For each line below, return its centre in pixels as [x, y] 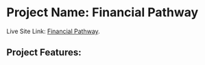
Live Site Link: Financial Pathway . [53, 31]
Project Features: [44, 52]
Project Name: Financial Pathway [102, 13]
